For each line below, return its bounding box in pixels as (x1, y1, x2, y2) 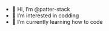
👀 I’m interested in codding (12, 12, 79, 19)
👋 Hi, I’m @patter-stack (12, 6, 71, 13)
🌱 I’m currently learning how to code (12, 18, 103, 25)
